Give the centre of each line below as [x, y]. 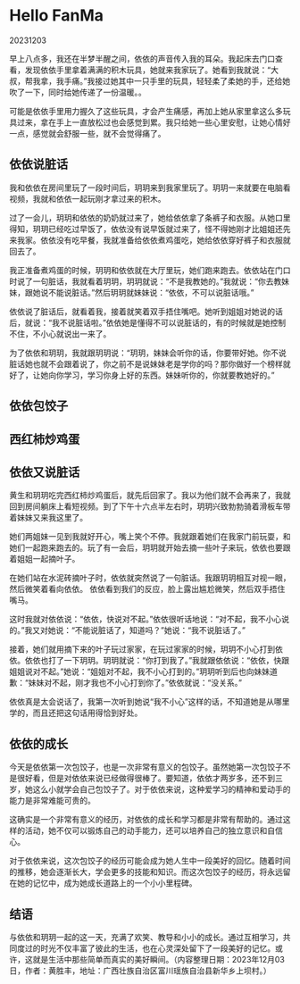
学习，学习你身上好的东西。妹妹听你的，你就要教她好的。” [169, 375]
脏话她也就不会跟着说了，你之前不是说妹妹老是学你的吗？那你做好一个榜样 [146, 363]
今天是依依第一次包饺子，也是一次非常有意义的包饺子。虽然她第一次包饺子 [146, 767]
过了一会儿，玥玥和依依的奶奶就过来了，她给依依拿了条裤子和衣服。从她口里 [150, 217]
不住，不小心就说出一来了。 [60, 334]
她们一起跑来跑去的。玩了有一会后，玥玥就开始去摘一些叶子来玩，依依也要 [146, 548]
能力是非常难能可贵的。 [52, 801]
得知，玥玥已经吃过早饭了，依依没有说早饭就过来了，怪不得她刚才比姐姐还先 [150, 229]
